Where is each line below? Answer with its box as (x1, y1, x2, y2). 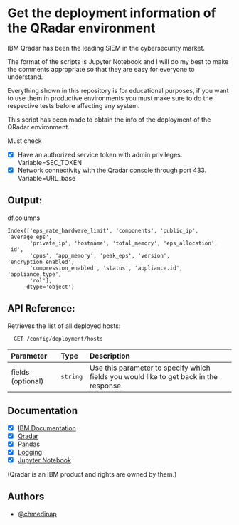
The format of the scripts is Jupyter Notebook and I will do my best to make (7, 57, 229, 65)
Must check (7, 137, 42, 145)
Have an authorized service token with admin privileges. (17, 150, 183, 159)
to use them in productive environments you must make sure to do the (7, 94, 213, 102)
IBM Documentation (17, 423, 76, 432)
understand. (7, 73, 43, 81)
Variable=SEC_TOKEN (17, 159, 83, 166)
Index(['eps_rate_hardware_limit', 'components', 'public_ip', (7, 227, 199, 234)
